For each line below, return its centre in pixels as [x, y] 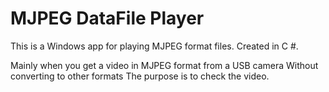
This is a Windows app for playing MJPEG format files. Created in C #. [154, 46]
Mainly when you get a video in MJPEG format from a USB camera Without [164, 65]
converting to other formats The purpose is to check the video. [140, 76]
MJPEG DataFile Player [107, 18]
